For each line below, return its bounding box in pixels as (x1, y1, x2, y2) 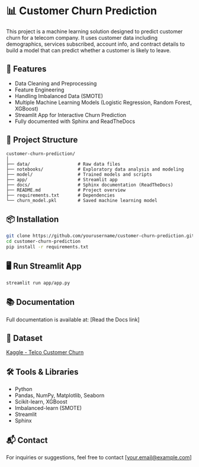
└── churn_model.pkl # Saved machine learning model (6, 197, 158, 203)
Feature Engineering (14, 86, 65, 93)
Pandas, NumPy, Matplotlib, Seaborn (14, 392, 105, 399)
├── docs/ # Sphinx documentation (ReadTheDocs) (6, 182, 174, 188)
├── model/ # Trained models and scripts (6, 171, 152, 178)
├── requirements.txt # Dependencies (6, 192, 115, 198)
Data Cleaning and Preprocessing (14, 80, 97, 87)
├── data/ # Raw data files (6, 161, 120, 167)
